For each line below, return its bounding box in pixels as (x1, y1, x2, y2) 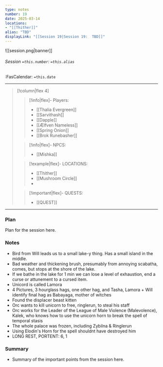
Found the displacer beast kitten (12, 297, 77, 303)
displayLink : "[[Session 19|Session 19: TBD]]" (5, 35, 105, 39)
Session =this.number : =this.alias (5, 59, 75, 65)
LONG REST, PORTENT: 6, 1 (12, 333, 67, 339)
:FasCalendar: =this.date (5, 74, 56, 80)
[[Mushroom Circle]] (36, 176, 77, 182)
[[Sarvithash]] (36, 112, 64, 118)
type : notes (5, 7, 29, 12)
